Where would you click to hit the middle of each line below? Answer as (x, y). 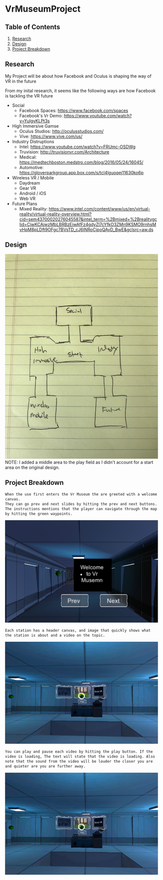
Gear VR (28, 188)
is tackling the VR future (29, 96)
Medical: (28, 157)
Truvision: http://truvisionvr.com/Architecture (64, 152)
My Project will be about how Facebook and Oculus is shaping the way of (78, 76)
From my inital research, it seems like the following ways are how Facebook (81, 91)
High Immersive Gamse (35, 126)
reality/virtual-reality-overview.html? (56, 214)
